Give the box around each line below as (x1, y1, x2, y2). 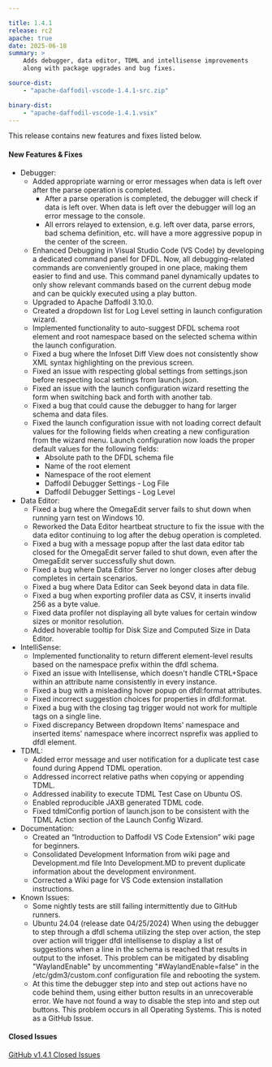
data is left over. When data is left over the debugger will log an (44, 202, 257, 212)
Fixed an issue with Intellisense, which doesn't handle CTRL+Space (32, 667, 258, 678)
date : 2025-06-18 (8, 41, 67, 50)
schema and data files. (32, 409, 109, 419)
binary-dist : (8, 101, 53, 110)
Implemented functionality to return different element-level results (32, 650, 253, 660)
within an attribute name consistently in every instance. (32, 676, 218, 686)
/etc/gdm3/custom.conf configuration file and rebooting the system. (32, 970, 261, 979)
